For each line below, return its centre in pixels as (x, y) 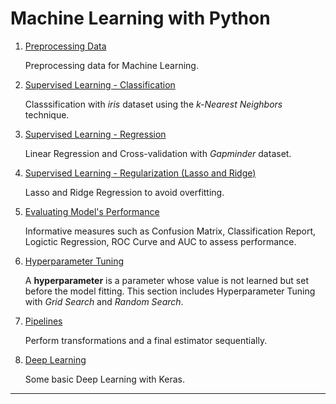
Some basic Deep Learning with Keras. (104, 379)
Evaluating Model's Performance (92, 211)
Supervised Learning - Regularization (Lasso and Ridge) (140, 173)
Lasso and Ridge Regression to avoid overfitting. (124, 192)
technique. (47, 114)
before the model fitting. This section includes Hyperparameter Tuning (170, 291)
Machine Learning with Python (140, 18)
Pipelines (43, 321)
